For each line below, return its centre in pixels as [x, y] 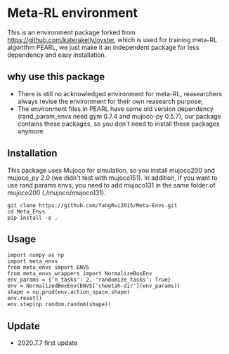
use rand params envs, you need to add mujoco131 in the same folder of [111, 185]
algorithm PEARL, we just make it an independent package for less [103, 47]
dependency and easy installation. [57, 55]
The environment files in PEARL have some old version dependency [116, 109]
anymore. [31, 131]
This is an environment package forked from [71, 32]
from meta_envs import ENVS [48, 268]
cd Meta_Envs [26, 211]
